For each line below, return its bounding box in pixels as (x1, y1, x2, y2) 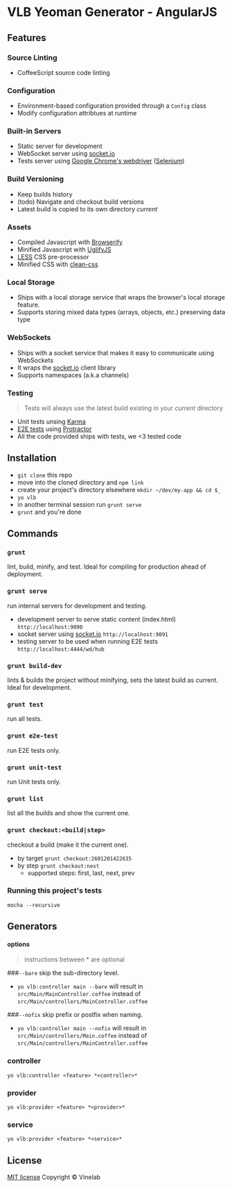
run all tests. (7, 715, 43, 723)
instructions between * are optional (24, 955, 125, 963)
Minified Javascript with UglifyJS (17, 245, 111, 254)
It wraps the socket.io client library (17, 363, 116, 372)
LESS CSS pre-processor (17, 253, 89, 261)
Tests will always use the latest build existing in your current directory (24, 404, 223, 412)
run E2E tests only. (7, 746, 61, 754)
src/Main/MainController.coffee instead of (17, 990, 141, 998)
